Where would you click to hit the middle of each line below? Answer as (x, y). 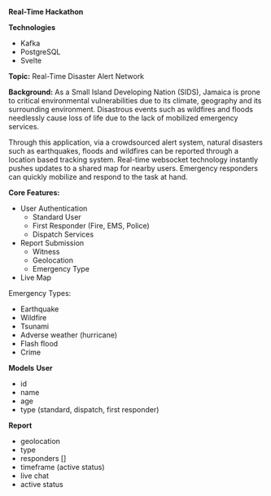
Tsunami (35, 326)
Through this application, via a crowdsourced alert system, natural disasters (135, 142)
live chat (34, 476)
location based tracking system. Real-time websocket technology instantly (133, 159)
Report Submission (52, 243)
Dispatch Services (63, 234)
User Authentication (54, 208)
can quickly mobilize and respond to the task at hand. (98, 177)
